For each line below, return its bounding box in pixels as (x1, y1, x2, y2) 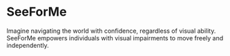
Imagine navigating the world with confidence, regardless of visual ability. (6, 27, 216, 35)
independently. (6, 41, 49, 49)
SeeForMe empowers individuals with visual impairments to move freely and (6, 33, 224, 42)
